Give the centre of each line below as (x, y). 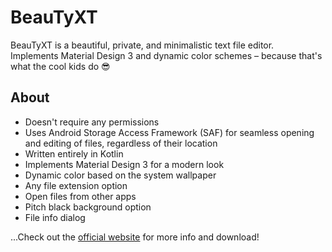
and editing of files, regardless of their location (121, 143)
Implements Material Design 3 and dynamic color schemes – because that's (166, 55)
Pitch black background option (88, 207)
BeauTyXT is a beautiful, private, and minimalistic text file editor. (142, 45)
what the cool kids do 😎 (60, 66)
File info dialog (55, 217)
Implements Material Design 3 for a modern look (124, 164)
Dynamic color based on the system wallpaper (120, 175)
